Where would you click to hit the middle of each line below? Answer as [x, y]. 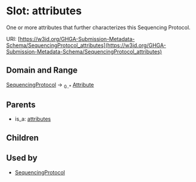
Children [22, 138]
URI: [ [13, 39]
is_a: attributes [33, 119]
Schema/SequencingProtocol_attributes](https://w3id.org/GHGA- [86, 45]
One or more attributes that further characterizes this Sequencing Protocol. [98, 27]
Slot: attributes [44, 11]
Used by [22, 158]
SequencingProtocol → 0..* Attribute [50, 85]
